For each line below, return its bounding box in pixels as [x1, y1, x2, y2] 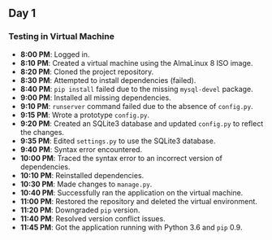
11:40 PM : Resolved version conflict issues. [19, 213, 166, 223]
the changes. [19, 127, 65, 137]
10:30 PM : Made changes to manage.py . [19, 179, 153, 189]
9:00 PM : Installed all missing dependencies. [19, 93, 172, 103]
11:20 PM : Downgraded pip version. [19, 205, 140, 215]
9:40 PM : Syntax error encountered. [19, 144, 143, 154]
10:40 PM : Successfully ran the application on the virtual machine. [19, 187, 244, 198]
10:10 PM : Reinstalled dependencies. [19, 170, 145, 180]
